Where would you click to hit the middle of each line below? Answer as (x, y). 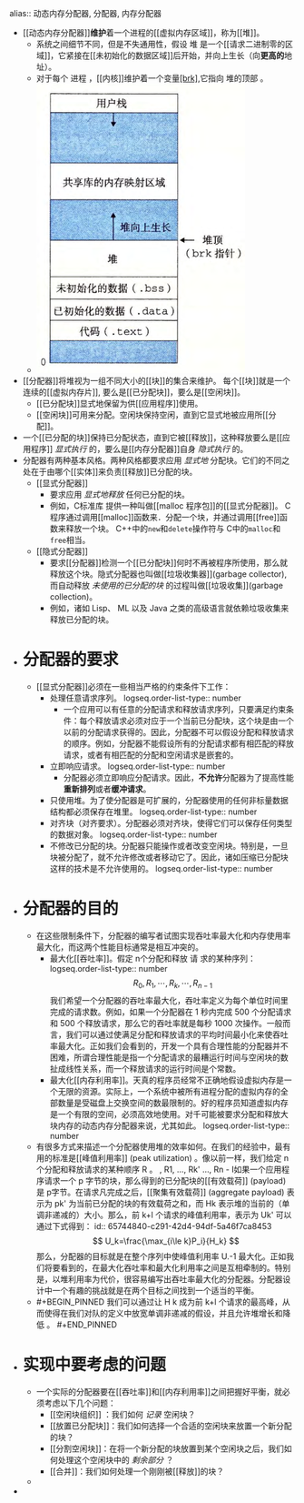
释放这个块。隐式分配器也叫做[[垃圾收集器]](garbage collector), (168, 574)
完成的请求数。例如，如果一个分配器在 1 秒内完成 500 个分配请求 (171, 1012)
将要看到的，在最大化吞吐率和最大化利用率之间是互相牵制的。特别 (167, 1267)
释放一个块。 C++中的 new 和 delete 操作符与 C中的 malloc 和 (173, 529)
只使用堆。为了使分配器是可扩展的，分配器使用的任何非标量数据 (169, 800)
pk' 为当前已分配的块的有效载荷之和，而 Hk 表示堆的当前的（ (168, 1203)
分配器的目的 (70, 909)
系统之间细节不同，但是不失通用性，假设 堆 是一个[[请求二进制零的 (161, 44)
